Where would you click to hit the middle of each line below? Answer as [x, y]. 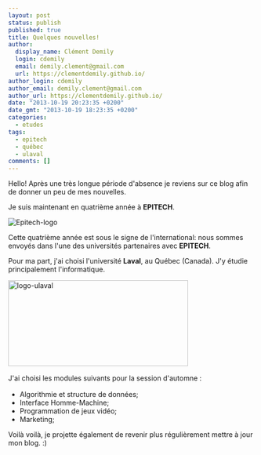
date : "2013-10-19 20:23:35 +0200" [66, 103]
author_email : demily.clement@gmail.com [75, 88]
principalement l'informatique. [57, 269]
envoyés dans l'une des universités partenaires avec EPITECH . [110, 246]
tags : [17, 132]
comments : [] [29, 162]
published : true [34, 30]
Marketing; [37, 420]
